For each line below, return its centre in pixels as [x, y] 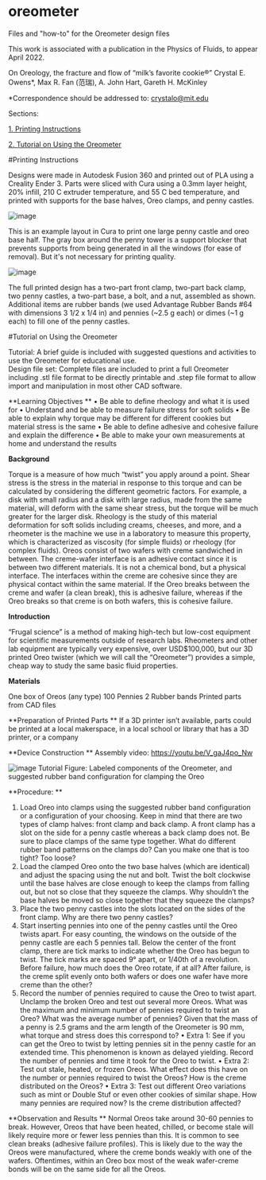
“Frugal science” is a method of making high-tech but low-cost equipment [129, 631]
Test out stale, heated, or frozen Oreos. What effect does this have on [134, 1069]
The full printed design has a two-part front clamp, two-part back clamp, [127, 287]
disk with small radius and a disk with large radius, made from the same [125, 499]
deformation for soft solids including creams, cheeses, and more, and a [125, 525]
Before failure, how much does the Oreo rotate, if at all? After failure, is [135, 968]
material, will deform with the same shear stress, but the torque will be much [133, 508]
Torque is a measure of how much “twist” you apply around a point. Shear [129, 474]
